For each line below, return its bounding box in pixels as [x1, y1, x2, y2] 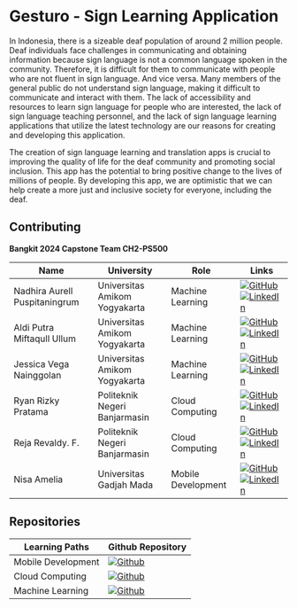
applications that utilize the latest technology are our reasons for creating [9, 120, 276, 130]
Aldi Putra [13, 321, 55, 333]
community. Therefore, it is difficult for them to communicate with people [9, 64, 276, 74]
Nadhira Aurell [13, 285, 73, 297]
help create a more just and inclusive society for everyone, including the [9, 184, 272, 195]
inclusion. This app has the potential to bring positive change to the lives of [9, 166, 283, 176]
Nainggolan [13, 369, 62, 381]
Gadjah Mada [97, 479, 153, 491]
